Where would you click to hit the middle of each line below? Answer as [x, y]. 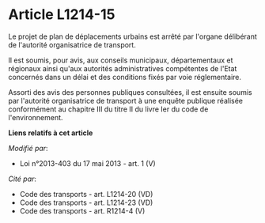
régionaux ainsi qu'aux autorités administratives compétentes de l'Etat [123, 68]
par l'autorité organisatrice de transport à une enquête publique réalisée [126, 100]
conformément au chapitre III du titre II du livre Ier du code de [108, 109]
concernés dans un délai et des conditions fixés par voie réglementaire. [125, 77]
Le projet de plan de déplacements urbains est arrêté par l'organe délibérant [132, 36]
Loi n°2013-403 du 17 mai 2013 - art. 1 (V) [87, 163]
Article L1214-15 [62, 15]
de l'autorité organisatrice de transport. [72, 44]
